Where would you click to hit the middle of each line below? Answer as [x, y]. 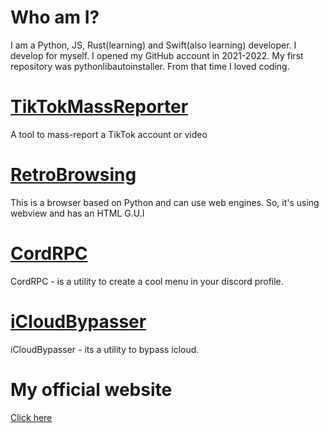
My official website [91, 389]
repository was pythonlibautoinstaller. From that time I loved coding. [150, 66]
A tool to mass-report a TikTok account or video [109, 134]
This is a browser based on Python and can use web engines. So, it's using [165, 202]
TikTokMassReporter [99, 107]
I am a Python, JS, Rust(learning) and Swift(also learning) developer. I [153, 45]
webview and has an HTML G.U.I [77, 213]
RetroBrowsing [73, 175]
